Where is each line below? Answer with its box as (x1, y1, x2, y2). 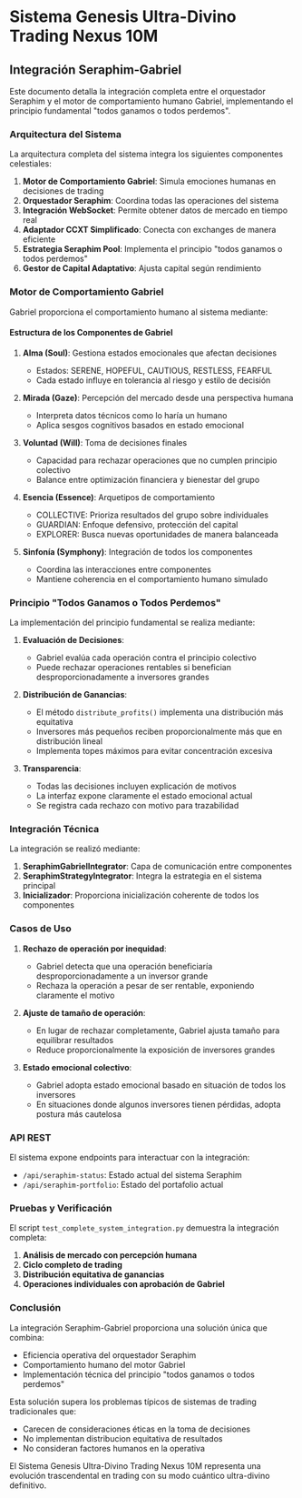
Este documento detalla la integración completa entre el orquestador (9, 86, 266, 96)
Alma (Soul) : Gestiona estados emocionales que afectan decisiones (22, 347, 278, 358)
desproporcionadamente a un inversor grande (35, 970, 209, 981)
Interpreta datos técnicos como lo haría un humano (35, 409, 228, 420)
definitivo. (9, 1480, 47, 1491)
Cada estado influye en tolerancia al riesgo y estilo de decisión (35, 375, 271, 386)
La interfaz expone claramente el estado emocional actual (35, 790, 253, 801)
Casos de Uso (9, 922, 72, 935)
